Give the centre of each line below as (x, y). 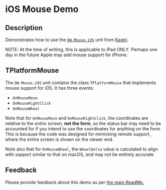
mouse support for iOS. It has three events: (50, 88)
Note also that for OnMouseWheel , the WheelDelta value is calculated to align (81, 149)
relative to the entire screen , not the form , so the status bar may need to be (83, 123)
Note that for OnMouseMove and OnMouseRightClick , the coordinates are (77, 118)
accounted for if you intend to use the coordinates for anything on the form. (83, 128)
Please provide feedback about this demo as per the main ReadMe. (75, 182)
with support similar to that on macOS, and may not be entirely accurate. (80, 154)
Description (24, 28)
